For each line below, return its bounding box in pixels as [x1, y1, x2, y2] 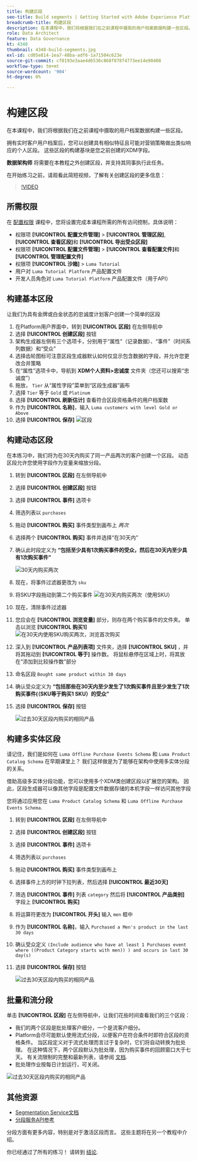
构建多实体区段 [6, 734, 61, 744]
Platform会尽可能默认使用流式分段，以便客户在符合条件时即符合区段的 [15, 1031, 185, 1039]
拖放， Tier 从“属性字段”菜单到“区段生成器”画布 [15, 382, 130, 389]
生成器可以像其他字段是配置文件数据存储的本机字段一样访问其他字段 [26, 785, 191, 792]
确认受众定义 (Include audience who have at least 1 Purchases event [15, 941, 186, 948]
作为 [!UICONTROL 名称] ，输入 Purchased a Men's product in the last [15, 923, 189, 930]
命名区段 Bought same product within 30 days [15, 670, 127, 677]
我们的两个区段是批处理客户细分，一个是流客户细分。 [15, 1024, 144, 1031]
